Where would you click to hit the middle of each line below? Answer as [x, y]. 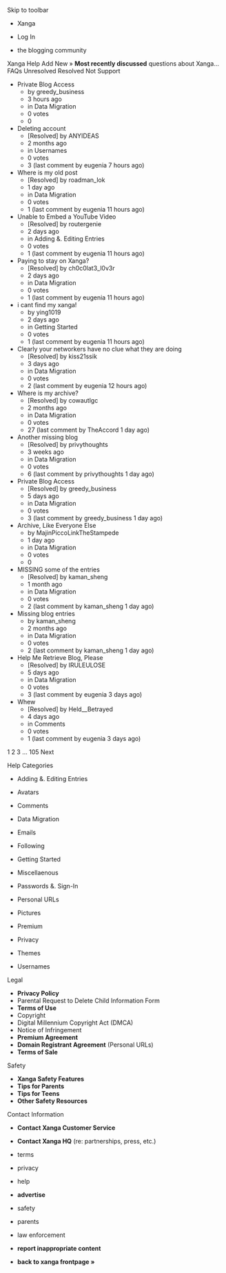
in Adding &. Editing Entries [66, 239]
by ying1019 [44, 312]
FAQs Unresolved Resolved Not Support [64, 71]
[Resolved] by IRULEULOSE [66, 665]
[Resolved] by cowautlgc [63, 400]
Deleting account [41, 128]
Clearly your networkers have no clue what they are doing [100, 349]
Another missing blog [47, 437]
